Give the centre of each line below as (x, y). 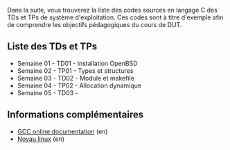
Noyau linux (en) (41, 139)
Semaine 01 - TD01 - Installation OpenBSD (77, 63)
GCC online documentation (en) (62, 131)
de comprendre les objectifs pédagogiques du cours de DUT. (95, 25)
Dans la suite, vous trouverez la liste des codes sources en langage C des (113, 10)
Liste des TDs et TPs (52, 47)
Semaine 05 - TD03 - (47, 92)
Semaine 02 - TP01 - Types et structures (75, 70)
